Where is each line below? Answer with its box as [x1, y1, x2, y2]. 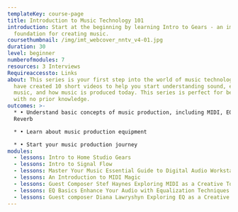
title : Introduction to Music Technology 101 [7, 17, 144, 24]
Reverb [13, 115, 33, 122]
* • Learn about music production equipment [13, 128, 147, 135]
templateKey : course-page [7, 10, 84, 18]
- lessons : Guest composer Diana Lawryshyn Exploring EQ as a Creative [13, 194, 230, 201]
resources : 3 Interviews [7, 63, 81, 70]
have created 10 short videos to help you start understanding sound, [13, 83, 227, 90]
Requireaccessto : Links [7, 69, 78, 76]
